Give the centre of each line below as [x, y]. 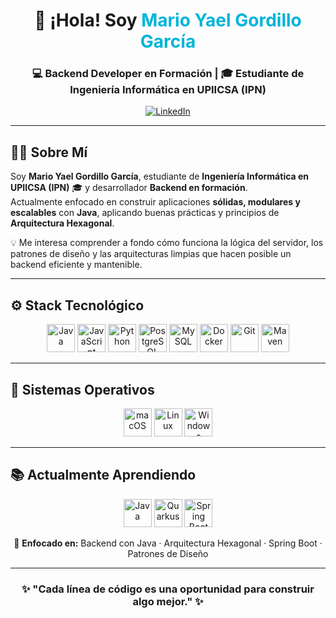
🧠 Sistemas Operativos [82, 389]
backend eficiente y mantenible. [76, 265]
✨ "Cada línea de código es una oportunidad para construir [168, 589]
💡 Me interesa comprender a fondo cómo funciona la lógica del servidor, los [167, 243]
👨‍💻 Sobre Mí [49, 152]
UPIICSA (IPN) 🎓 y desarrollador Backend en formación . [129, 188]
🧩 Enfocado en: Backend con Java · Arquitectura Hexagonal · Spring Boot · [168, 543]
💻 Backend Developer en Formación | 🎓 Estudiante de [168, 74]
